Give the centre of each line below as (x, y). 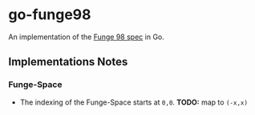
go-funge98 (50, 15)
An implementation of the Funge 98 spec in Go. (86, 37)
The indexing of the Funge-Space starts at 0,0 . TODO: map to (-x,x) (134, 102)
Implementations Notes (68, 62)
